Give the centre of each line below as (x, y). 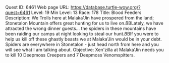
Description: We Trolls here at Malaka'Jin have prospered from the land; (79, 18)
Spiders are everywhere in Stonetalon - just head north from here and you (82, 44)
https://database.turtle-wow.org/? (105, 7)
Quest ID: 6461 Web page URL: (37, 7)
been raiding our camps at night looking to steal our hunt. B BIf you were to (82, 34)
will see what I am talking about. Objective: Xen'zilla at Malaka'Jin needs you (84, 50)
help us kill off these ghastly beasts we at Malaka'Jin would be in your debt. (84, 39)
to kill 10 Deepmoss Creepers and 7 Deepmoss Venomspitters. (70, 55)
